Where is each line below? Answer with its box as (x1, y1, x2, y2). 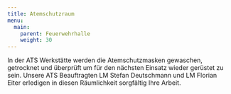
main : (14, 23, 31, 30)
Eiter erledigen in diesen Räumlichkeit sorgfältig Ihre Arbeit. (7, 78, 181, 87)
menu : (7, 17, 23, 24)
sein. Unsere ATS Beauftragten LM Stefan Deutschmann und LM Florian (7, 71, 217, 80)
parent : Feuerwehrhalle (20, 30, 91, 37)
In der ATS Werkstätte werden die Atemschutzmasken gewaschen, (7, 56, 203, 64)
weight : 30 (20, 37, 53, 44)
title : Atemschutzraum (7, 10, 75, 18)
